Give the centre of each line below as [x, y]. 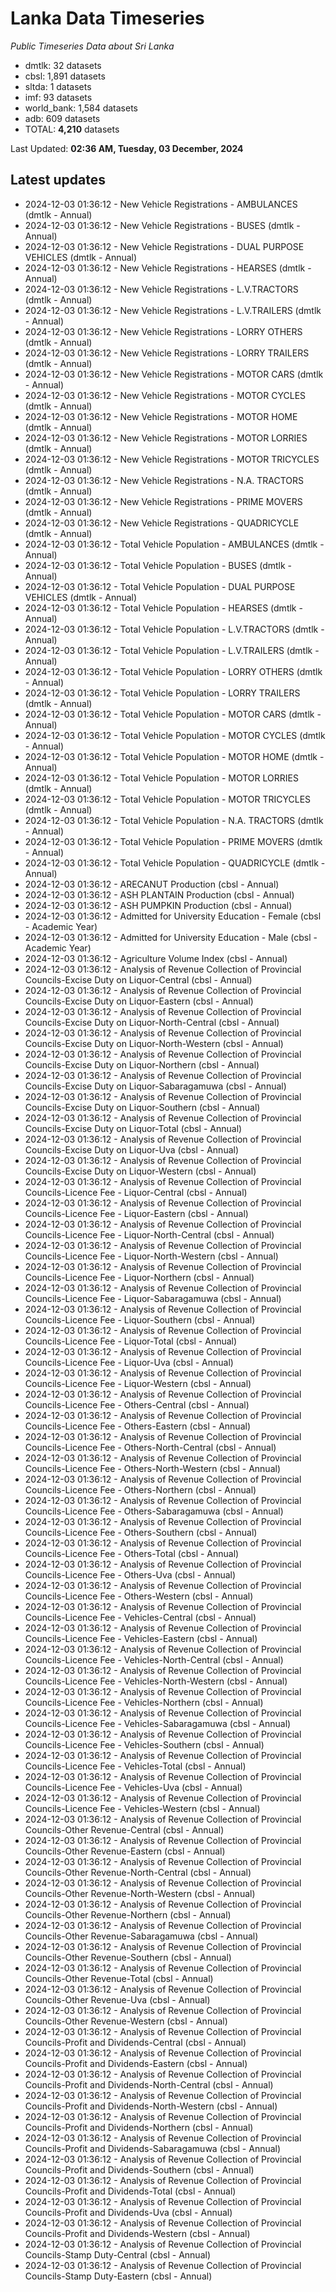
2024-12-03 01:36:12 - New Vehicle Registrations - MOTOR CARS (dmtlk [174, 374]
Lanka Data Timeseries [107, 18]
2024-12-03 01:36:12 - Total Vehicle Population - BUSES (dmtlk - [158, 565]
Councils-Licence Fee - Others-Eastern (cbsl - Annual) [138, 1426]
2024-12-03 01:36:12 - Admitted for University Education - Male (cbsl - [171, 937]
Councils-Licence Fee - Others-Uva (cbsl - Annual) [130, 1574]
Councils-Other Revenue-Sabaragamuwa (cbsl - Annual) [141, 1936]
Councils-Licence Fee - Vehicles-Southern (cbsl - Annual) [144, 1744]
